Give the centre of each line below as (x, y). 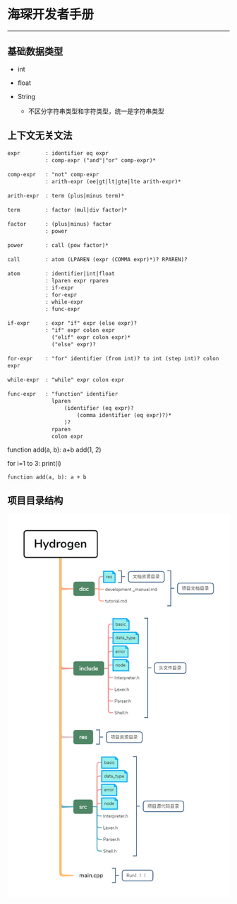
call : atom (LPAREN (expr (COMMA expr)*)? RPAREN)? (98, 259)
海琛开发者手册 (51, 15)
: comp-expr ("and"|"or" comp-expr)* (101, 160)
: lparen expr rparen (77, 280)
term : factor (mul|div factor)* (68, 210)
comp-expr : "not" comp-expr (53, 174)
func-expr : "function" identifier (63, 394)
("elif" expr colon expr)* (91, 337)
